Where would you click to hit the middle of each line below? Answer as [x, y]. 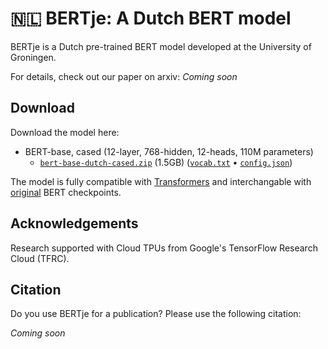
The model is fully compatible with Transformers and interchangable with [161, 181]
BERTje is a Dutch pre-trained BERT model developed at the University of [161, 46]
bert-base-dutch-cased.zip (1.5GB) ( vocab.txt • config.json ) [166, 162]
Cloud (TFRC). [40, 258]
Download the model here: [65, 132]
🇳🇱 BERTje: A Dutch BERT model [151, 18]
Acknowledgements [74, 223]
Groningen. [33, 57]
